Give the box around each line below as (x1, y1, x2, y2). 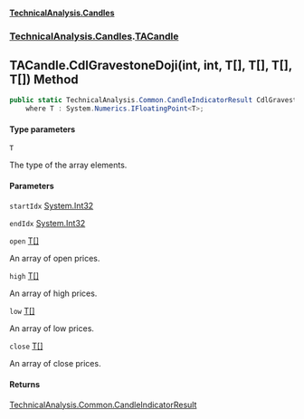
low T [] (9, 306, 35, 317)
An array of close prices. (9, 358, 101, 369)
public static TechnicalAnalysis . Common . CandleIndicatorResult (9, 96, 253, 105)
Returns (9, 379, 41, 390)
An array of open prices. (9, 253, 100, 264)
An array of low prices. (9, 323, 95, 334)
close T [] (9, 340, 43, 352)
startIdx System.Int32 (9, 200, 94, 212)
